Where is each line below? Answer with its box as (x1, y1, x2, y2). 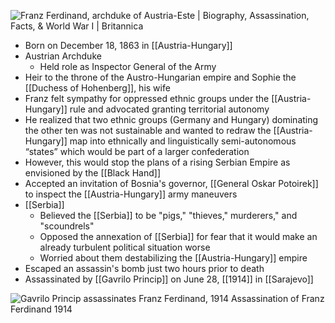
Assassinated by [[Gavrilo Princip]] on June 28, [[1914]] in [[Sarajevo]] (24, 273, 314, 285)
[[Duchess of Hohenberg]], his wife (24, 82, 171, 94)
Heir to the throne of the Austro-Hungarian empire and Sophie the (24, 71, 297, 83)
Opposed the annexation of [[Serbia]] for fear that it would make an (39, 231, 318, 242)
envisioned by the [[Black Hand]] (24, 167, 162, 179)
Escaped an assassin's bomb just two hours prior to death (24, 263, 265, 274)
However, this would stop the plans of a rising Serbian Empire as (24, 156, 291, 168)
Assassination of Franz (230, 293, 325, 304)
